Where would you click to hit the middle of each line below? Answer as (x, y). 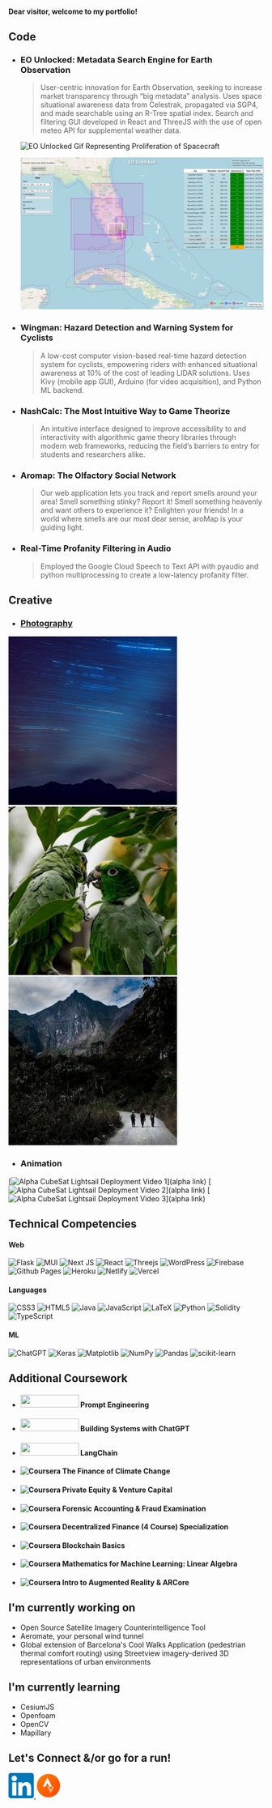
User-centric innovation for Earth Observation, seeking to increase (151, 87)
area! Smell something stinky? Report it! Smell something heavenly (151, 501)
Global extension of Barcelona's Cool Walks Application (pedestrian (133, 1644)
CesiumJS (37, 1707)
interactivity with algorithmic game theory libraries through (138, 437)
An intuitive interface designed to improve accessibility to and (143, 429)
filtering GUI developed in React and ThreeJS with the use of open (151, 122)
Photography (46, 623)
